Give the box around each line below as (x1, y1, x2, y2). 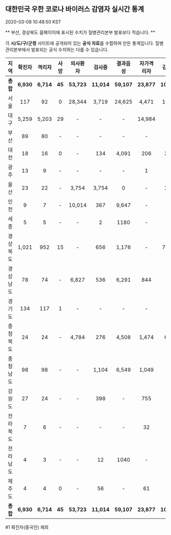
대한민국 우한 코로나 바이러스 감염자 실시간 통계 (5, 5, 144, 14)
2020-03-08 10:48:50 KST (5, 18, 62, 25)
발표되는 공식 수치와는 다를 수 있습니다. (31, 46, 108, 53)
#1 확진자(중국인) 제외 (5, 524, 49, 530)
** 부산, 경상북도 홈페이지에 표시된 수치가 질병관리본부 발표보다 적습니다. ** (5, 29, 155, 35)
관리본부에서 (5, 46, 31, 53)
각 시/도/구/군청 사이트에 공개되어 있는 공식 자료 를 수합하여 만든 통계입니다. (5, 40, 154, 46)
